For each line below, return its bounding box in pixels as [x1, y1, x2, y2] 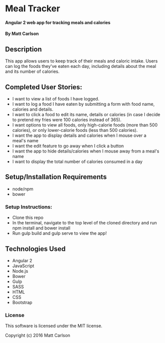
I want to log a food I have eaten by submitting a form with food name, [12, 101, 155, 107]
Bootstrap [12, 299, 33, 305]
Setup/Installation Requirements [5, 173, 107, 181]
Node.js [12, 268, 29, 274]
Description [5, 45, 42, 53]
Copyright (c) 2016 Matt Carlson [5, 333, 70, 339]
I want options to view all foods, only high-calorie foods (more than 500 [12, 122, 158, 128]
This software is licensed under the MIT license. [5, 323, 102, 329]
